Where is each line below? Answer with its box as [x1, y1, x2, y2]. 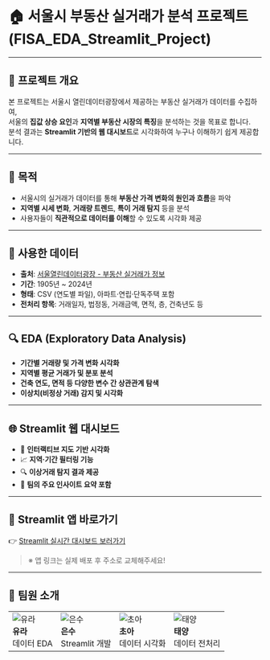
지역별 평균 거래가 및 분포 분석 [19, 368, 113, 378]
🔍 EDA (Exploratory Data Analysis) [8, 331, 186, 346]
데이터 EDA [12, 637, 54, 649]
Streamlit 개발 [60, 637, 112, 649]
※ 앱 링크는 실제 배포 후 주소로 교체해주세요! [27, 555, 166, 565]
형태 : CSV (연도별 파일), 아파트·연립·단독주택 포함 [19, 289, 175, 299]
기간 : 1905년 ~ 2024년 [19, 279, 92, 289]
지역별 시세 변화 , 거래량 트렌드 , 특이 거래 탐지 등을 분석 [19, 203, 190, 213]
